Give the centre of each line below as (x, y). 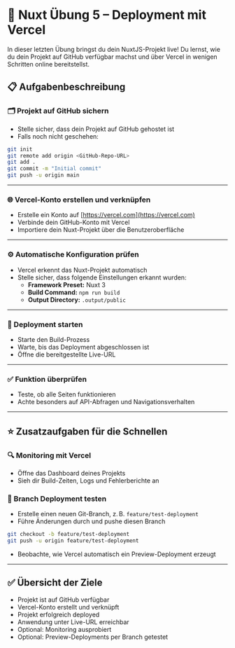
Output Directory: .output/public (77, 299)
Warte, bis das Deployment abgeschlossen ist (83, 347)
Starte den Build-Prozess (54, 339)
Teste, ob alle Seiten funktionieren (66, 394)
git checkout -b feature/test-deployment (69, 535)
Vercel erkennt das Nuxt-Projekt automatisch (82, 270)
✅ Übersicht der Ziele (55, 582)
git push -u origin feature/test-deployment (73, 541)
